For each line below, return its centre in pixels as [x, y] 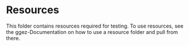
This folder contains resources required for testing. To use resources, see [95, 26]
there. [13, 38]
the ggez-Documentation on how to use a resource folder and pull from [92, 32]
